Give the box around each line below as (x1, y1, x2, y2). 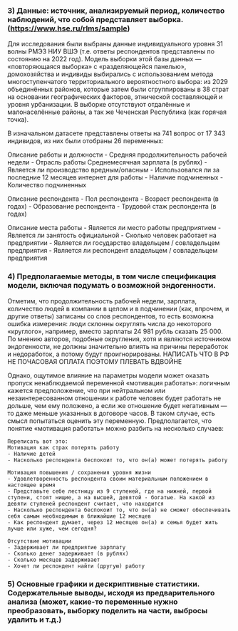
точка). (7, 115, 29, 124)
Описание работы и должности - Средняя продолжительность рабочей (7, 150, 227, 159)
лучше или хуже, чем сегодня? (7, 525, 98, 532)
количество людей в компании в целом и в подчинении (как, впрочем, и (7, 304, 229, 313)
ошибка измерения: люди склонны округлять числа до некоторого (7, 319, 212, 328)
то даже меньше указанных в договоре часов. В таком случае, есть (7, 409, 215, 417)
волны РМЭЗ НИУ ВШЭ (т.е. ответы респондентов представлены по (7, 47, 215, 56)
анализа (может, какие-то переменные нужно (7, 597, 178, 607)
